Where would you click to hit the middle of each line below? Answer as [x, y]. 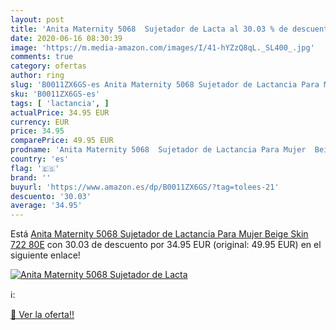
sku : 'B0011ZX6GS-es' [55, 94]
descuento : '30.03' [51, 196]
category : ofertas [48, 66]
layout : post [37, 19]
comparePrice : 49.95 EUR [62, 141]
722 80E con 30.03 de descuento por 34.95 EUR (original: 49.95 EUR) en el [166, 245]
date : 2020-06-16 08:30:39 [66, 38]
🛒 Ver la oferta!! [42, 315]
